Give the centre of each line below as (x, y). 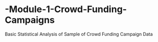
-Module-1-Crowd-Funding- (66, 9)
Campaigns (30, 20)
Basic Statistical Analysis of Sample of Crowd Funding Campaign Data (79, 34)
